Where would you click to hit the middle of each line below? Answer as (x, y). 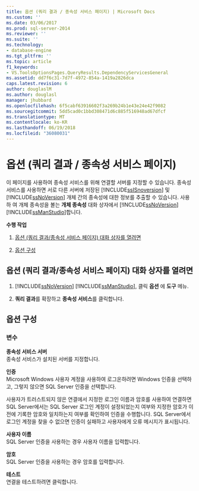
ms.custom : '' (24, 17)
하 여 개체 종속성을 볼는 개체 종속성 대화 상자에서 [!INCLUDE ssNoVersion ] (92, 204)
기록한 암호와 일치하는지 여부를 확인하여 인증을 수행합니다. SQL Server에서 (104, 414)
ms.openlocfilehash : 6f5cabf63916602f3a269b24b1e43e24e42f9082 (86, 106)
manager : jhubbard (29, 100)
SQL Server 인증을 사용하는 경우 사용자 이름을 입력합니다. (73, 442)
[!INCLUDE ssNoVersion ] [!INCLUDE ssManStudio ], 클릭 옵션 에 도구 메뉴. (102, 286)
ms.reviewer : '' (26, 34)
